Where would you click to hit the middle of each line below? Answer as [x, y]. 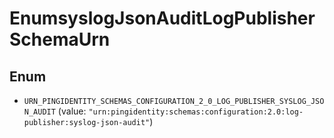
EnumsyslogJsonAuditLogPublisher [162, 18]
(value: [72, 111]
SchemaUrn [60, 39]
